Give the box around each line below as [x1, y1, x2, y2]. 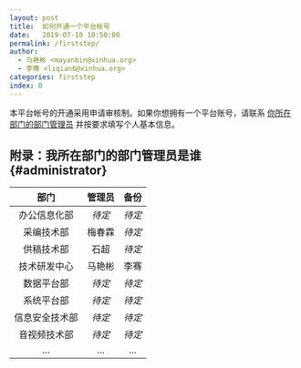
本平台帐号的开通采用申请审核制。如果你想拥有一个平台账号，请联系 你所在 [9, 107, 292, 118]
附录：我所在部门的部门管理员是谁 [9, 148, 202, 164]
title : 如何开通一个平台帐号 [9, 22, 111, 31]
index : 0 [9, 81, 43, 90]
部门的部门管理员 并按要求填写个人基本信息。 [9, 118, 180, 129]
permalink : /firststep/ [9, 38, 100, 48]
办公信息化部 [18, 209, 75, 221]
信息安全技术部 [14, 312, 79, 324]
